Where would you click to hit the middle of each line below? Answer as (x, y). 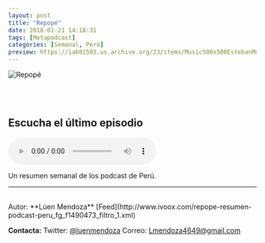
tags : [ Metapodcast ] (42, 37)
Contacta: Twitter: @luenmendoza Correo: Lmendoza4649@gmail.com (125, 230)
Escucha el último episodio (76, 123)
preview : (22, 52)
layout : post (30, 15)
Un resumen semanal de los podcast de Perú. (82, 175)
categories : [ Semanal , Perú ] (56, 45)
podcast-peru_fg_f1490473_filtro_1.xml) (72, 215)
